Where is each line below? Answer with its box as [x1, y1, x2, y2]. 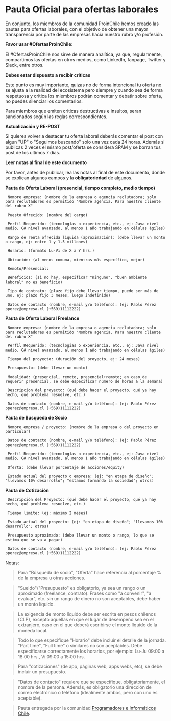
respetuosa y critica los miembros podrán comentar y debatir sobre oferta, [5, 92, 162, 99]
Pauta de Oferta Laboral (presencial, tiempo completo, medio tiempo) [5, 184, 156, 191]
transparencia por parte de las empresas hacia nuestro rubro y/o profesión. [5, 31, 164, 37]
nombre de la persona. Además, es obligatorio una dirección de [17, 684, 152, 690]
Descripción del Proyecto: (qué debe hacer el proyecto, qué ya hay [7, 497, 157, 502]
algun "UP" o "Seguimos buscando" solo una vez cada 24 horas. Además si [5, 138, 165, 145]
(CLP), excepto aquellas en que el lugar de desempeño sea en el [17, 616, 154, 622]
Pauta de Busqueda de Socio [5, 414, 67, 421]
